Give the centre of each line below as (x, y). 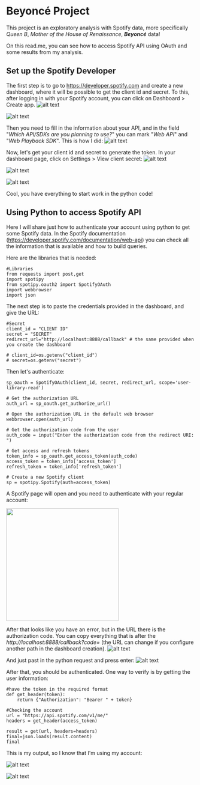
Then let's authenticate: (35, 371)
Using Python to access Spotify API (74, 212)
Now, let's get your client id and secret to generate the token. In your (91, 152)
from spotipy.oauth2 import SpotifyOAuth (59, 284)
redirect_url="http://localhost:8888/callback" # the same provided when (100, 339)
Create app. (21, 105)
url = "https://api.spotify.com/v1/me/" (57, 715)
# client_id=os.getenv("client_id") (52, 355)
